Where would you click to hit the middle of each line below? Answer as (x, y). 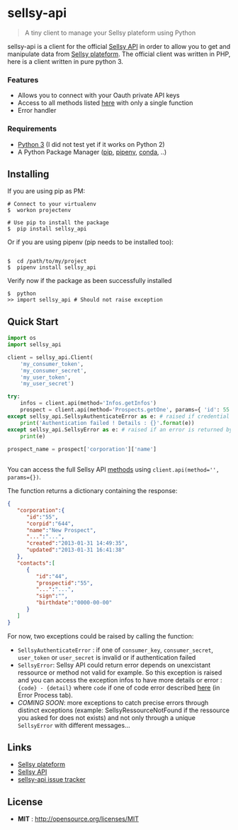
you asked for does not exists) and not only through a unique (107, 717)
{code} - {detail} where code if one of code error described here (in (119, 687)
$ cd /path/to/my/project (47, 261)
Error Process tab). (45, 695)
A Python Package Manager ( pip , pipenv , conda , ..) (92, 152)
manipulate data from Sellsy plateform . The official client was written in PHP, (119, 54)
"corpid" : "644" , (50, 524)
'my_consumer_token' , (52, 364)
